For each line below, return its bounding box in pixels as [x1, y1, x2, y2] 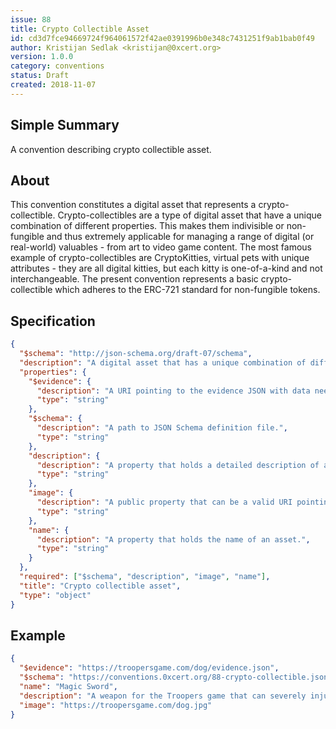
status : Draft [10, 71, 70, 81]
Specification [10, 312, 96, 330]
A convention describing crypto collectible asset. [10, 143, 212, 155]
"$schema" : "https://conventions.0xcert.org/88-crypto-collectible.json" [19, 672, 333, 683]
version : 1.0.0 [10, 52, 74, 62]
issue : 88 [10, 14, 52, 25]
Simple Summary [10, 117, 120, 134]
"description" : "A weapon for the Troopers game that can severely [19, 691, 307, 701]
